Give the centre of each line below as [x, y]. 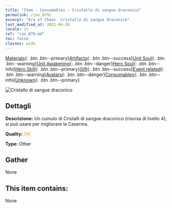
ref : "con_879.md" [25, 34]
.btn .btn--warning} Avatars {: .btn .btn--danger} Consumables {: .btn [76, 74]
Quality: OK [18, 134]
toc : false [17, 39]
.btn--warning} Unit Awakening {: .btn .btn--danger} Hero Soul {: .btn [76, 63]
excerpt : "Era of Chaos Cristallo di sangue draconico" [68, 20]
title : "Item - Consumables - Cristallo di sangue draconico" [73, 10]
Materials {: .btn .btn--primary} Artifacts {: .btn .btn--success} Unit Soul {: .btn [85, 58]
